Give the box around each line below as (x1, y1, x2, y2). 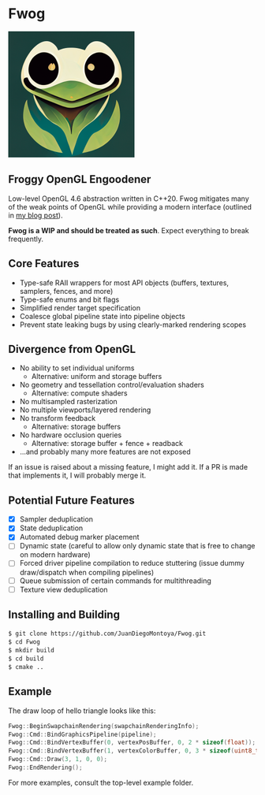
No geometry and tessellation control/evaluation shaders (19, 380, 205, 390)
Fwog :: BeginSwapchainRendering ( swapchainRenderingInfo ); (8, 722, 200, 730)
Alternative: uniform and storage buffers (31, 372, 162, 381)
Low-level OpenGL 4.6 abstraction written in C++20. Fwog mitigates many (8, 194, 250, 203)
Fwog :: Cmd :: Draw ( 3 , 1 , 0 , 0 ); (8, 756, 108, 763)
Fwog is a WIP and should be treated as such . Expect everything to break (8, 225, 250, 235)
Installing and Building (8, 608, 121, 622)
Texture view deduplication (19, 585, 108, 594)
